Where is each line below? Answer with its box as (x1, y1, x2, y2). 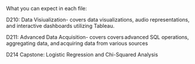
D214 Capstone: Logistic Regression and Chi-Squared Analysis (6, 51, 159, 58)
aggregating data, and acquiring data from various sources (6, 40, 149, 47)
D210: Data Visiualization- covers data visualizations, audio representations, (6, 16, 190, 23)
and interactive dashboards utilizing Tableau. (6, 23, 115, 29)
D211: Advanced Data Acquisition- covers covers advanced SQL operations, (6, 34, 189, 40)
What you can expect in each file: (6, 5, 87, 12)
